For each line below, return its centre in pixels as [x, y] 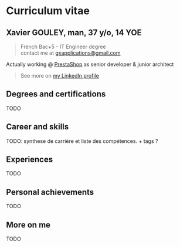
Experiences [30, 160]
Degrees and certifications [56, 94]
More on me [28, 225]
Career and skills [38, 127]
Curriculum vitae [48, 11]
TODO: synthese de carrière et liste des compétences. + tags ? [82, 141]
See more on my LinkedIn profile [60, 76]
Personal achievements [50, 192]
